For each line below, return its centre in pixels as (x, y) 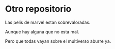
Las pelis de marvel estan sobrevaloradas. (48, 22)
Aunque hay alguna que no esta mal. (42, 32)
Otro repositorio (38, 9)
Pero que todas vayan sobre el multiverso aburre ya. (58, 41)
